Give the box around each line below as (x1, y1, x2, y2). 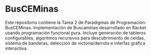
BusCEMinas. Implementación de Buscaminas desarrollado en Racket (5, 24, 147, 30)
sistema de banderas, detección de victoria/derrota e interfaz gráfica (5, 40, 146, 46)
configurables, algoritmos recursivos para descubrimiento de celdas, (5, 35, 146, 41)
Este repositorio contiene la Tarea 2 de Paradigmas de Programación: (5, 19, 147, 25)
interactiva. (5, 45, 28, 51)
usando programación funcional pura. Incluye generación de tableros (5, 30, 146, 36)
